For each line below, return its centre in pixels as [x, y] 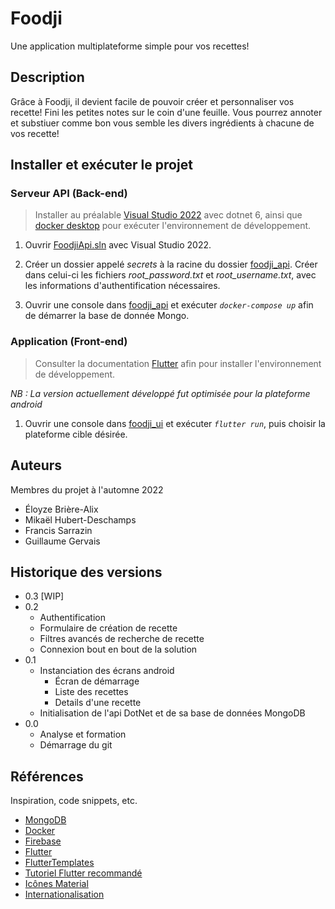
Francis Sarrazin [58, 530]
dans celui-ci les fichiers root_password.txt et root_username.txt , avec [170, 275]
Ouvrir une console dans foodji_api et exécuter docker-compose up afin [169, 305]
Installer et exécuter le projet [101, 165]
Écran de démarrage [97, 681]
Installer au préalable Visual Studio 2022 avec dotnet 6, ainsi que [168, 215]
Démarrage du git [76, 745]
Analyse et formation [83, 734]
